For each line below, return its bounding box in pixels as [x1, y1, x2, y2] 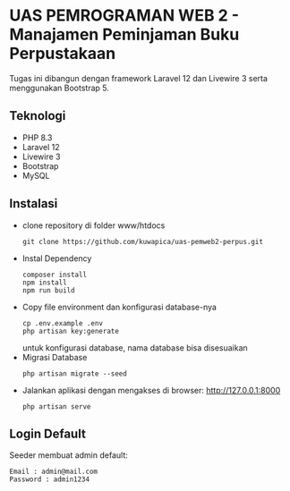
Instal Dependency [21, 252, 92, 264]
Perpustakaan [9, 44, 116, 63]
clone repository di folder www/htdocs [21, 220, 166, 231]
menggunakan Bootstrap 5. [9, 82, 110, 93]
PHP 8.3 [21, 131, 53, 143]
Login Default [9, 426, 87, 441]
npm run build [21, 285, 75, 295]
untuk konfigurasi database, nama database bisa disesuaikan [21, 342, 248, 353]
